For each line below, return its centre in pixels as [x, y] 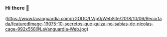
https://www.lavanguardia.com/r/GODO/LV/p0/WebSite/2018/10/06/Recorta [84, 19]
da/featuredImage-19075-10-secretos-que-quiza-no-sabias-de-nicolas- [80, 24]
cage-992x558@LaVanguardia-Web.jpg [46, 29]
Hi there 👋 [17, 8]
